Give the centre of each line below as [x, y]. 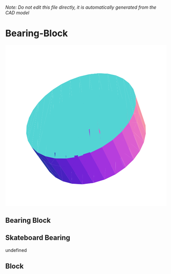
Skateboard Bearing [38, 238]
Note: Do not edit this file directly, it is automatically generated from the [81, 7]
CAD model [17, 12]
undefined [16, 250]
